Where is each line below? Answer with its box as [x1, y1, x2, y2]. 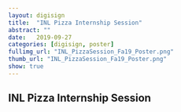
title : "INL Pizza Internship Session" [8, 19, 143, 27]
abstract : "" [8, 26, 51, 34]
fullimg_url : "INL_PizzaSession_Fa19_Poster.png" [8, 48, 175, 56]
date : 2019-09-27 [8, 33, 72, 42]
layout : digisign [8, 11, 65, 20]
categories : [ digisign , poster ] [8, 41, 114, 49]
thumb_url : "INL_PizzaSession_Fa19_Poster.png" [8, 56, 168, 63]
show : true [8, 63, 44, 70]
